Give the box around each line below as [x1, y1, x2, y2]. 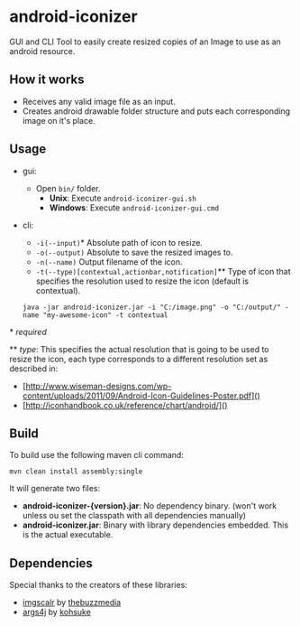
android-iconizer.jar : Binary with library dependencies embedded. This [22, 519, 289, 530]
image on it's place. [22, 115, 96, 126]
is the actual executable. [22, 529, 114, 540]
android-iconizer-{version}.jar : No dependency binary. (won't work [22, 500, 277, 511]
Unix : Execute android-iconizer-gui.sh [49, 192, 196, 203]
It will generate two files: [9, 483, 101, 494]
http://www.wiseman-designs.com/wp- [25, 380, 172, 391]
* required [9, 326, 48, 337]
